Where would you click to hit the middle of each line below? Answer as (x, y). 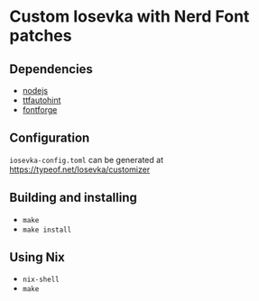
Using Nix (37, 257)
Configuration (50, 138)
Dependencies (51, 69)
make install (47, 230)
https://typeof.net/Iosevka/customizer (80, 169)
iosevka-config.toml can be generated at (87, 160)
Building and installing (73, 198)
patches (41, 36)
